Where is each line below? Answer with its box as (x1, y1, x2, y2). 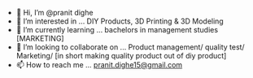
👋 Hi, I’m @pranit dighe (15, 8, 94, 17)
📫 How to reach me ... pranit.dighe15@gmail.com (15, 60, 183, 69)
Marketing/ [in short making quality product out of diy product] (15, 51, 227, 60)
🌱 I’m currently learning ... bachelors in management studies (15, 25, 218, 34)
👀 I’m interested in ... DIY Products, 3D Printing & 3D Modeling (15, 16, 224, 26)
